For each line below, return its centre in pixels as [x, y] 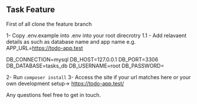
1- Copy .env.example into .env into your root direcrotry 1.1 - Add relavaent [96, 35]
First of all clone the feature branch [49, 24]
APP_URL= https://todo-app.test [45, 48]
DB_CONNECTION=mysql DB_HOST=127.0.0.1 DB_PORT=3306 [82, 59]
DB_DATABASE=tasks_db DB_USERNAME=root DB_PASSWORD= [85, 66]
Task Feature [30, 10]
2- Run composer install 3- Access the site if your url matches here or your [98, 77]
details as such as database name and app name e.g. [71, 41]
